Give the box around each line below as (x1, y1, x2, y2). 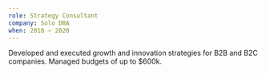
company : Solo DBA (8, 19, 70, 27)
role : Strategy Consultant (8, 11, 99, 20)
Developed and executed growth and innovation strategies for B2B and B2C (8, 49, 259, 58)
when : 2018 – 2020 (8, 26, 70, 34)
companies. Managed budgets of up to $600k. (8, 56, 163, 66)
